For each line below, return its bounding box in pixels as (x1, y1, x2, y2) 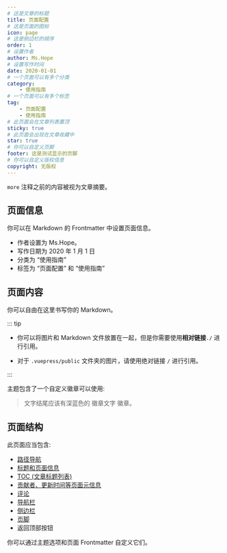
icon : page (7, 29, 38, 36)
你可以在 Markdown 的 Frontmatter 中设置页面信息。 (7, 224, 155, 232)
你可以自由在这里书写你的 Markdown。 (7, 306, 117, 314)
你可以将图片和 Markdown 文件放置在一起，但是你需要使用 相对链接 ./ (16, 334, 213, 342)
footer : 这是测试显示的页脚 (7, 150, 78, 158)
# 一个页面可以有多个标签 (7, 93, 70, 100)
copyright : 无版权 (7, 162, 57, 170)
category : (7, 80, 36, 87)
